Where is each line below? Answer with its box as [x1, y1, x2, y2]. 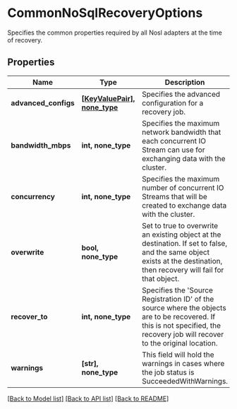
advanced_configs [11, 97, 75, 107]
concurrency [11, 191, 55, 201]
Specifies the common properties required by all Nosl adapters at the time [7, 28, 222, 37]
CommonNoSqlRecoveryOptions [7, 5, 203, 21]
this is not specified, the [142, 320, 221, 330]
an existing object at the [142, 230, 221, 239]
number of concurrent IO [142, 182, 224, 192]
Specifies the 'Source [142, 285, 214, 295]
